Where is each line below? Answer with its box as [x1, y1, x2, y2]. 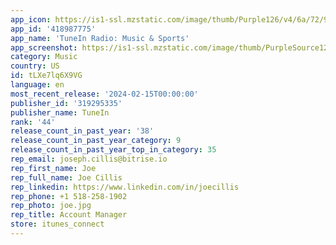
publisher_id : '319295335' [10, 98, 123, 108]
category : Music [10, 52, 78, 62]
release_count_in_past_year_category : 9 [10, 136, 182, 146]
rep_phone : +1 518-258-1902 [10, 191, 128, 201]
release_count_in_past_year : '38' [10, 126, 155, 136]
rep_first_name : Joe [10, 163, 97, 173]
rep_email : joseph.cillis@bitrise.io [10, 154, 168, 164]
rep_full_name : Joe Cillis [10, 172, 123, 183]
